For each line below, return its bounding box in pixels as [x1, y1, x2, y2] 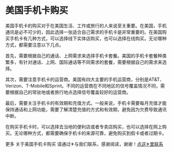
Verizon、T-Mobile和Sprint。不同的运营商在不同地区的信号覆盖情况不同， [5, 82, 161, 89]
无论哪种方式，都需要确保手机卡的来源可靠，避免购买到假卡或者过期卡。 [14, 130, 167, 136]
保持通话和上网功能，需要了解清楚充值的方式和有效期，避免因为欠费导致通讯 [5, 106, 167, 113]
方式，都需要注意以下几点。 [5, 41, 64, 48]
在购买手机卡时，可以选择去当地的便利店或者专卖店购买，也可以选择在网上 [5, 123, 162, 129]
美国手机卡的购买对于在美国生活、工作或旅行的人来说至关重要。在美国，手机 [5, 23, 167, 29]
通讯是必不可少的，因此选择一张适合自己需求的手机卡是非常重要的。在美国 [5, 29, 162, 35]
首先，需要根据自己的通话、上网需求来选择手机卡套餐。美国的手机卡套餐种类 [5, 52, 167, 59]
